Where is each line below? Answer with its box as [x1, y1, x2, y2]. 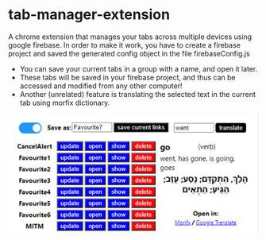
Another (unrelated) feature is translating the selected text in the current [19, 89, 256, 99]
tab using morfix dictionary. [19, 98, 110, 107]
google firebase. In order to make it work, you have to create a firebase [8, 40, 241, 49]
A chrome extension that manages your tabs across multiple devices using [8, 32, 253, 41]
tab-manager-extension [8, 6, 171, 24]
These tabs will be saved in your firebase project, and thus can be [19, 72, 236, 82]
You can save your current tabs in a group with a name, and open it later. [19, 64, 258, 73]
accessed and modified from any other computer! [19, 81, 183, 91]
